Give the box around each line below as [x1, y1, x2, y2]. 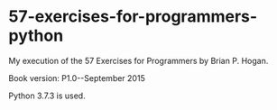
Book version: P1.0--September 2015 [8, 72, 145, 83]
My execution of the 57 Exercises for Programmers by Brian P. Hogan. [8, 55, 269, 66]
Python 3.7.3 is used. [8, 90, 87, 101]
